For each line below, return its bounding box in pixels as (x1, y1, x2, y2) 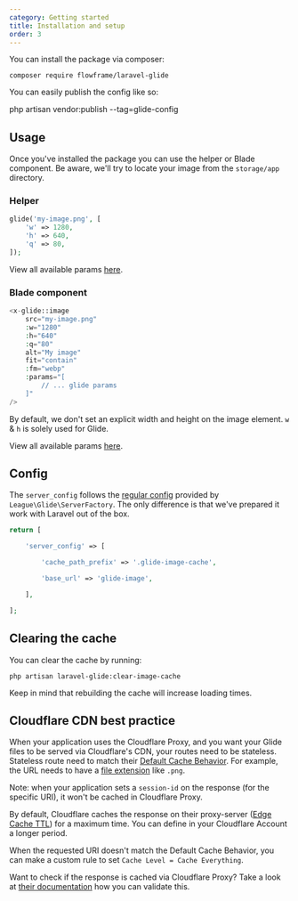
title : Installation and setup (9, 21, 125, 30)
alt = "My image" (25, 348, 82, 357)
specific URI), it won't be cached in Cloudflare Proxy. (9, 791, 203, 802)
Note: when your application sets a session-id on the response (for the (9, 783, 270, 793)
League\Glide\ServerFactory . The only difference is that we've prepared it (9, 499, 280, 510)
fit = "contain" (25, 356, 77, 365)
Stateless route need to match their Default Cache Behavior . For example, (9, 756, 278, 767)
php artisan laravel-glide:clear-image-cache (9, 671, 181, 681)
